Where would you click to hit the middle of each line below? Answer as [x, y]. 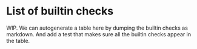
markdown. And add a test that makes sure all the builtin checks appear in [99, 34]
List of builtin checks [60, 11]
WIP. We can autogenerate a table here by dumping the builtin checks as [97, 28]
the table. [18, 41]
